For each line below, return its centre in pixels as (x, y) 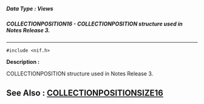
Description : (23, 62)
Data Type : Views (30, 9)
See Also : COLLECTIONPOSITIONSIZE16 (85, 93)
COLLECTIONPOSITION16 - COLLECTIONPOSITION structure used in (95, 24)
